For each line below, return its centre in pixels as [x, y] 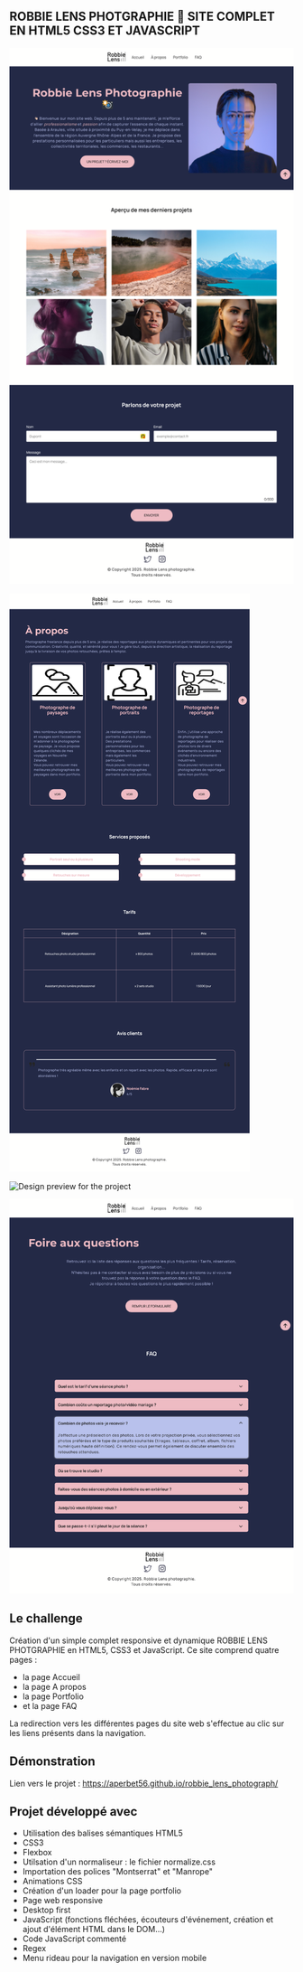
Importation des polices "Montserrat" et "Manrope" [118, 1872]
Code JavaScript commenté [74, 1939]
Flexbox [37, 1853]
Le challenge [46, 1619]
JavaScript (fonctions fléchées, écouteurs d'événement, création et [147, 1920]
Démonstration [53, 1762]
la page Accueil [51, 1676]
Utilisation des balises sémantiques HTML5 [102, 1833]
